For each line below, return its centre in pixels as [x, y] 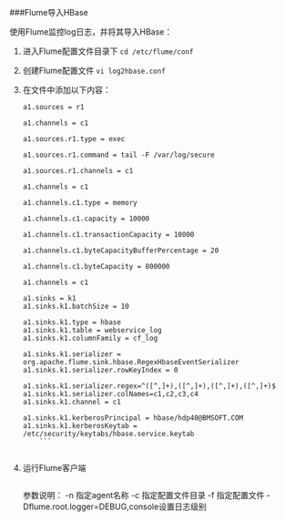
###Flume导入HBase [49, 12]
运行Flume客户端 [54, 468]
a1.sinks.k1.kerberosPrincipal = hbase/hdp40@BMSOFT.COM [133, 418]
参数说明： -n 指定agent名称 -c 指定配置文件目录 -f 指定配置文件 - [147, 495]
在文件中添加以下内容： [66, 90]
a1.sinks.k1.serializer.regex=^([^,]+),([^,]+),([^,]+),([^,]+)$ [149, 386]
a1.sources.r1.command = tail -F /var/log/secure [119, 155]
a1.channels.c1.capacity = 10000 [86, 219]
